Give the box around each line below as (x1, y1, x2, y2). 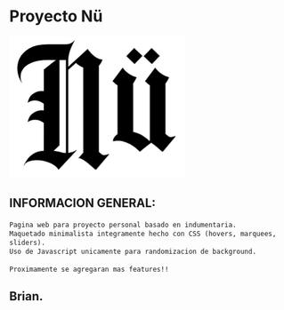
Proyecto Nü (9, 6, 103, 27)
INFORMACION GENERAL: (9, 195, 156, 211)
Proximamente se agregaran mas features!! (9, 265, 169, 274)
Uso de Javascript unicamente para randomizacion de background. (9, 247, 256, 256)
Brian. (9, 289, 44, 304)
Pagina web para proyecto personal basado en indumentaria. (9, 220, 238, 229)
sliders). (9, 238, 46, 247)
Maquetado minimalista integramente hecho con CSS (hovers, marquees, (9, 229, 277, 238)
